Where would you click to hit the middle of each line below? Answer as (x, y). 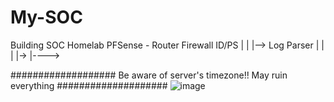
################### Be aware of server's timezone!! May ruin (149, 75)
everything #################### (89, 85)
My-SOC (46, 17)
